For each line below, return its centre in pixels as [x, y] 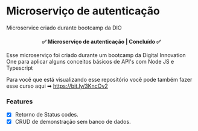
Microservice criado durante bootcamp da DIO [64, 28]
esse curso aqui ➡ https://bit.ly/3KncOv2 [57, 86]
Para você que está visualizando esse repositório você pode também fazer [99, 80]
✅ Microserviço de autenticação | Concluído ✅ [101, 41]
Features [20, 102]
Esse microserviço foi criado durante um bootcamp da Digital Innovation [96, 55]
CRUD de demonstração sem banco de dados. [73, 121]
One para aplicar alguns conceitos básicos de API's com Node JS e [90, 62]
